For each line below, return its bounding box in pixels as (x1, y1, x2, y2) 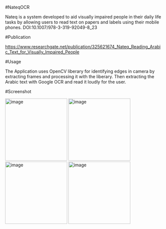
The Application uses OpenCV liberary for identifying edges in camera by (5, 68, 155, 74)
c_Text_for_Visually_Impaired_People (5, 49, 80, 55)
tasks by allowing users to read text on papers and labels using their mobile (5, 19, 160, 25)
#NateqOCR (5, 4, 30, 10)
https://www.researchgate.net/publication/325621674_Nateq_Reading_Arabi (5, 44, 161, 49)
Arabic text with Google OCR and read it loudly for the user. (5, 79, 126, 85)
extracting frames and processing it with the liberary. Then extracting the (5, 74, 155, 79)
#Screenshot (5, 89, 32, 94)
